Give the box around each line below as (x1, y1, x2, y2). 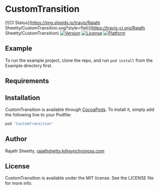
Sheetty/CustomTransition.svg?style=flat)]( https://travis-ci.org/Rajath (5, 25, 145, 30)
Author (5, 135, 27, 143)
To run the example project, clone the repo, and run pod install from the (5, 57, 153, 63)
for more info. (5, 180, 33, 186)
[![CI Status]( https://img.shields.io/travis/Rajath (5, 20, 101, 26)
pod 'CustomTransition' (5, 121, 54, 126)
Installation (5, 93, 40, 102)
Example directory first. (5, 62, 53, 68)
